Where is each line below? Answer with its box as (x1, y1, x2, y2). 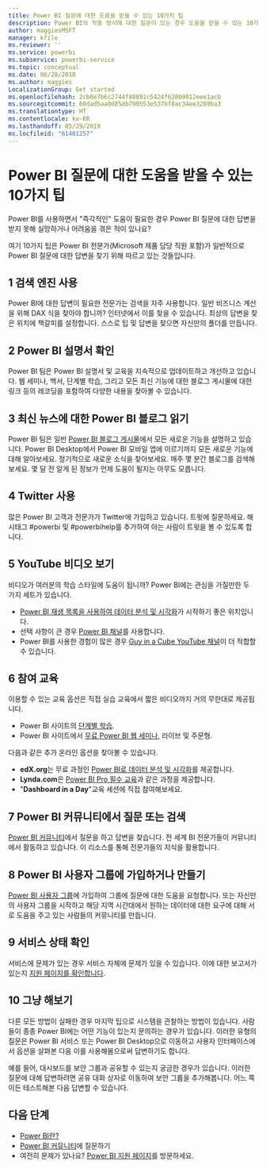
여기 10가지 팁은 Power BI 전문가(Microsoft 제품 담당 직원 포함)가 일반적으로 (8, 240, 245, 250)
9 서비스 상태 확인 (8, 936, 89, 949)
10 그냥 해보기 (8, 993, 73, 1008)
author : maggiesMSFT (8, 26, 77, 34)
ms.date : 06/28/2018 (8, 71, 77, 79)
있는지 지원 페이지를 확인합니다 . (8, 968, 106, 978)
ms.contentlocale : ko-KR (8, 115, 90, 123)
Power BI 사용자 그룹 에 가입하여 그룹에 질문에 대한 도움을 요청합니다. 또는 (8, 890, 236, 901)
